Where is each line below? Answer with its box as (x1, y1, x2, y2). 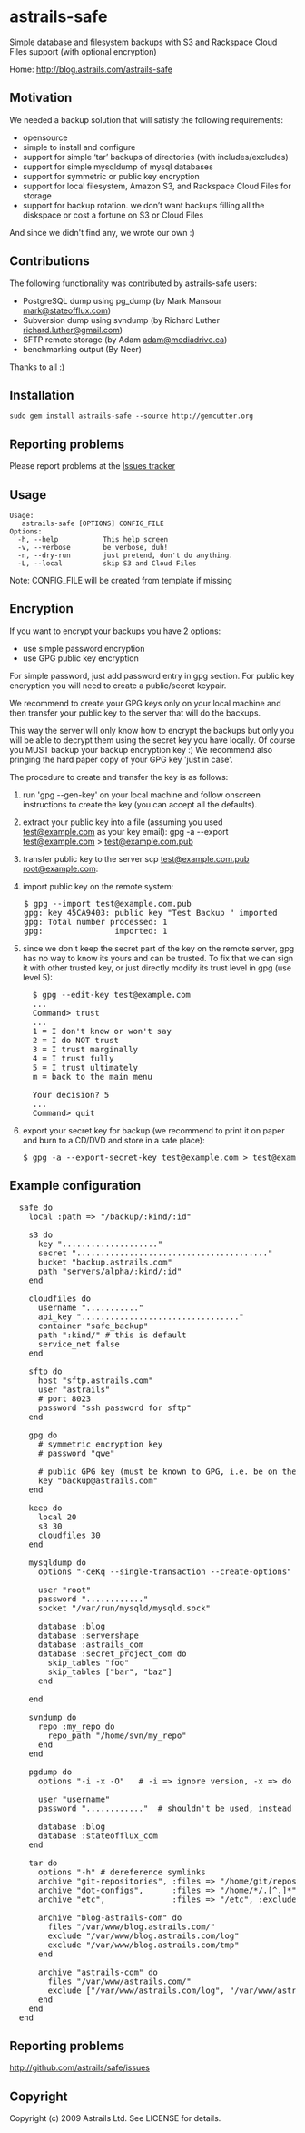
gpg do (28, 1429, 58, 1440)
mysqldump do (28, 1557, 86, 1568)
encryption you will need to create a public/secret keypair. (9, 680, 227, 691)
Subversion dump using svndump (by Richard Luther (22, 314, 221, 325)
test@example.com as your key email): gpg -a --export (22, 826, 229, 837)
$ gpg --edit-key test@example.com (32, 990, 191, 1000)
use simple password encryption (22, 643, 145, 654)
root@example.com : (22, 863, 99, 874)
